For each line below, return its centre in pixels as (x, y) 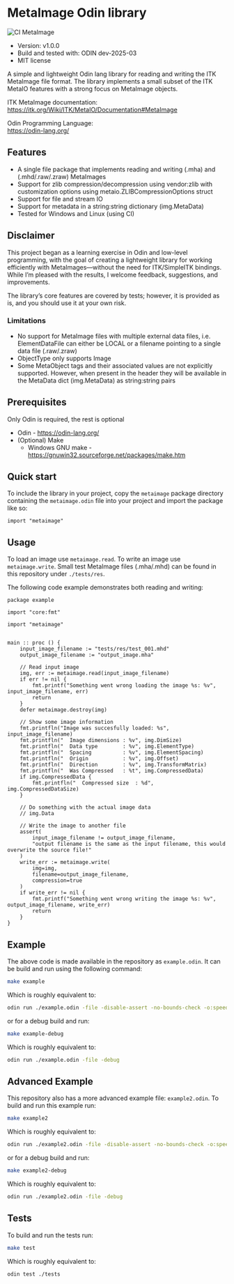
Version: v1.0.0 (38, 45)
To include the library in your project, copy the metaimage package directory (116, 493)
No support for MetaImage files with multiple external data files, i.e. (114, 336)
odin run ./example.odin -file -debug (63, 1060)
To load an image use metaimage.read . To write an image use (94, 559)
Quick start (32, 477)
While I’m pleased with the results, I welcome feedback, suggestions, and (112, 274)
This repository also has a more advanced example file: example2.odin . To (113, 1098)
